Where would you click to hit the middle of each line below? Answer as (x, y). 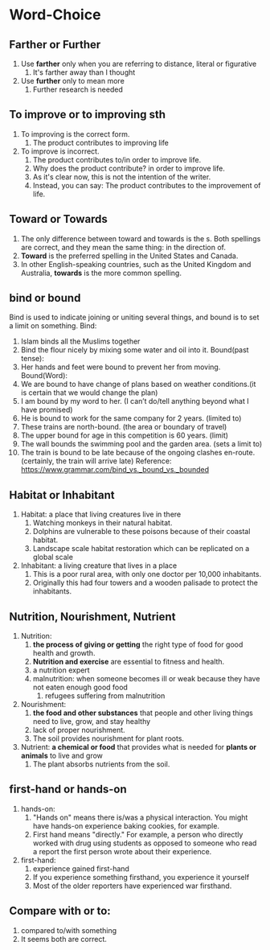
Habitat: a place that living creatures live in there (101, 514)
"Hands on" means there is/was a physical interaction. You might (140, 817)
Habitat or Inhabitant (62, 495)
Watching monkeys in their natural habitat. (102, 523)
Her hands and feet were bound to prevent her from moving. (121, 367)
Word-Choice (55, 15)
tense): (33, 359)
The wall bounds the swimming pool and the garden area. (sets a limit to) (141, 444)
